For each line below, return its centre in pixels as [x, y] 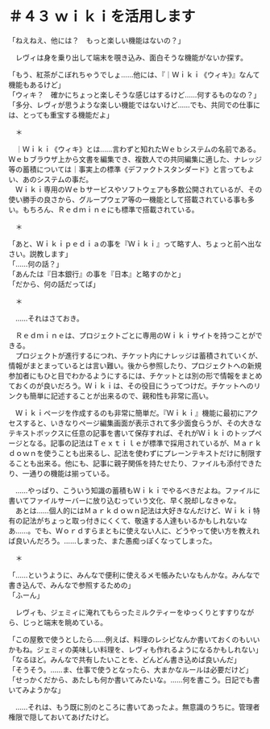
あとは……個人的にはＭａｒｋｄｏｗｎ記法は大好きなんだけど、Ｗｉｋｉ [134, 510]
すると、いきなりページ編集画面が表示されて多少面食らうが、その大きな [142, 423]
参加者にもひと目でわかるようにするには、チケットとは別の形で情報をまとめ [135, 375]
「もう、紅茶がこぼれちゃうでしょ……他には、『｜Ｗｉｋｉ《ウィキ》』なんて [134, 74]
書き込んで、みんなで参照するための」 [72, 585]
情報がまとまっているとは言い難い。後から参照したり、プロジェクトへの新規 [135, 365]
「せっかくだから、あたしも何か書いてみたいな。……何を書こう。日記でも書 [134, 679]
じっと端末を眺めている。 [64, 622]
